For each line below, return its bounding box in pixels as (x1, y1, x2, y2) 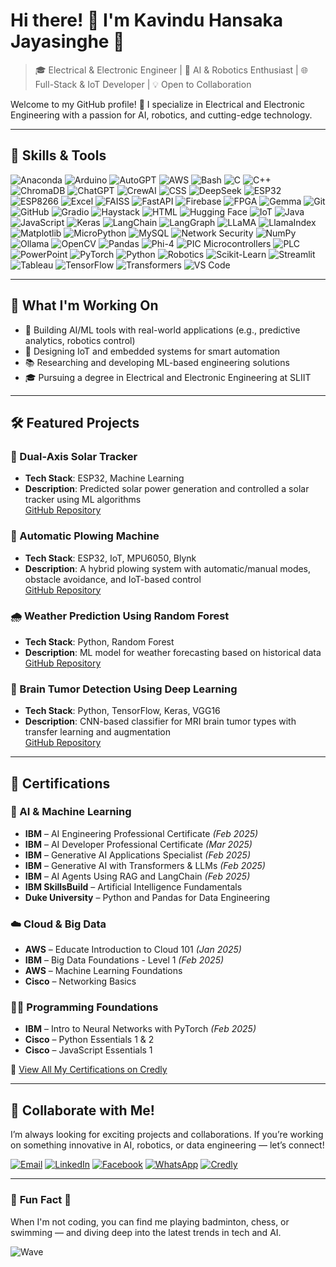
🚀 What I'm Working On (10, 297, 159, 314)
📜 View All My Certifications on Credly (10, 1064, 168, 1076)
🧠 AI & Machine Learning (10, 805, 132, 819)
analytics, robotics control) (24, 334, 136, 346)
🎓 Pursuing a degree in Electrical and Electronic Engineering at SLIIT (24, 371, 312, 383)
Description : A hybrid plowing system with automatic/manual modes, (24, 562, 312, 574)
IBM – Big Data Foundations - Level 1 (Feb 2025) (24, 954, 225, 966)
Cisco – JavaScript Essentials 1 (24, 1044, 153, 1056)
